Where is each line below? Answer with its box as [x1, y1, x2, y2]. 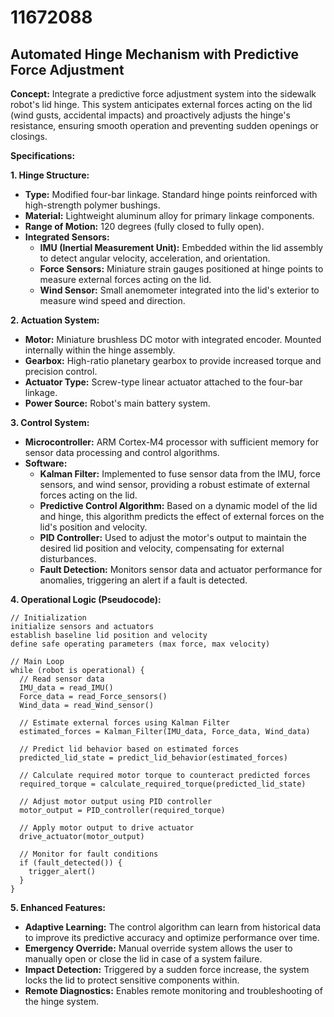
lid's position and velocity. [39, 521, 148, 533]
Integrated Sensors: [24, 231, 110, 243]
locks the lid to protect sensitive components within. [24, 974, 240, 986]
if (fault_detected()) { [19, 858, 123, 868]
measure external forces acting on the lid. [39, 274, 212, 285]
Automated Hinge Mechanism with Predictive [10, 46, 300, 63]
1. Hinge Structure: [10, 169, 90, 181]
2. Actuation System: [10, 314, 100, 326]
